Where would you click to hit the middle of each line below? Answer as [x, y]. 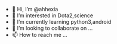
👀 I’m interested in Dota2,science [53, 15]
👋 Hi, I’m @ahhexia [35, 9]
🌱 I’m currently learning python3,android [61, 22]
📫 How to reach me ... [39, 35]
